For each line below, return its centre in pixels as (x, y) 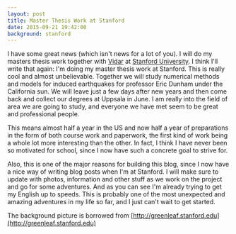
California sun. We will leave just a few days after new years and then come (117, 91)
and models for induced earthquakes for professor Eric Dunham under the (115, 84)
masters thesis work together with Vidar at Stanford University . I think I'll (113, 62)
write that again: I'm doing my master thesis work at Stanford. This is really (116, 69)
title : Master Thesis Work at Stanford (66, 21)
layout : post (26, 14)
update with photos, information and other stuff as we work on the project (115, 179)
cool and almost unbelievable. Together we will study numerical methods (113, 77)
